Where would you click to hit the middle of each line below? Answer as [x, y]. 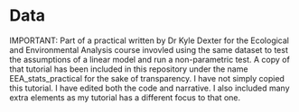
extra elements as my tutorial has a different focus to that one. [125, 97]
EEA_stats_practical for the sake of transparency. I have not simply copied [147, 78]
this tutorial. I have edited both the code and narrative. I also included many [150, 88]
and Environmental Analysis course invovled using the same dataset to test [149, 49]
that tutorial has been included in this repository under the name [129, 69]
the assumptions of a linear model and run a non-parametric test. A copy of [150, 59]
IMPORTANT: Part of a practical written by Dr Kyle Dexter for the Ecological [149, 40]
